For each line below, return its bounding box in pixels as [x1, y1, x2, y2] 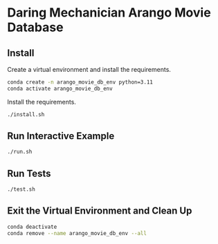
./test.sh [7, 186, 36, 193]
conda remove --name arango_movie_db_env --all [7, 229, 147, 236]
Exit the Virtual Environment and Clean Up [7, 205, 192, 217]
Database [7, 19, 64, 35]
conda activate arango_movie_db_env [7, 85, 113, 92]
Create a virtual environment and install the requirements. [7, 66, 172, 73]
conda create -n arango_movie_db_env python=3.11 [7, 79, 154, 86]
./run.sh [7, 149, 33, 156]
